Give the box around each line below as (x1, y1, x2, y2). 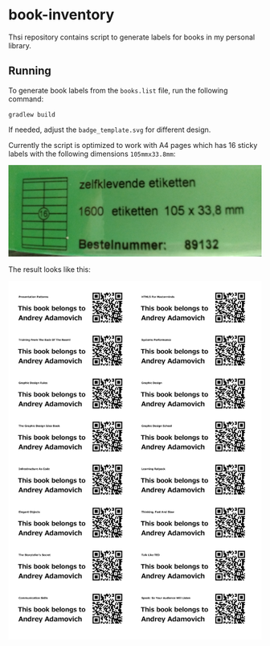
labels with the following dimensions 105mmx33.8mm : (8, 149, 176, 158)
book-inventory (8, 6, 115, 24)
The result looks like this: (8, 265, 91, 274)
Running (8, 64, 52, 78)
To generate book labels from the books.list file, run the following (8, 85, 228, 95)
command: (8, 94, 44, 104)
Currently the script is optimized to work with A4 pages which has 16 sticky (8, 140, 258, 150)
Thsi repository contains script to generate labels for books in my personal (8, 32, 256, 42)
